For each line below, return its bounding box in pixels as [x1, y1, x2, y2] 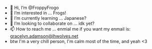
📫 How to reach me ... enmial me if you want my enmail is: [9, 26, 131, 32]
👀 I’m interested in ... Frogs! [9, 10, 66, 16]
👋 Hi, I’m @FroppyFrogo [9, 5, 59, 10]
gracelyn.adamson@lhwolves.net [9, 33, 79, 39]
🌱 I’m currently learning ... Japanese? [9, 15, 87, 21]
